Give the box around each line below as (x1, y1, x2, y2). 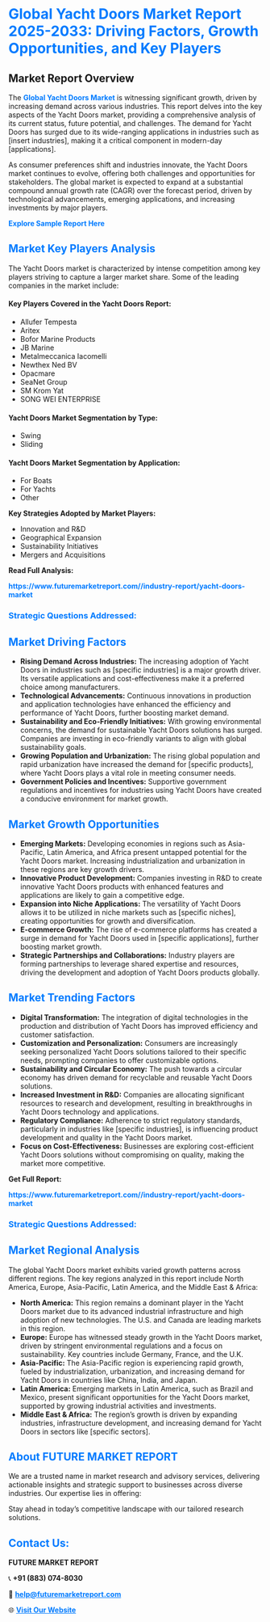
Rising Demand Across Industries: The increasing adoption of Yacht (19, 656, 249, 667)
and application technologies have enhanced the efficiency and (19, 700, 231, 710)
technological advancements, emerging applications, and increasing (8, 195, 235, 204)
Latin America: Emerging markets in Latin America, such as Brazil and (19, 1384, 254, 1393)
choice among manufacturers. (19, 682, 121, 692)
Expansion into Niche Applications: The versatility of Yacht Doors (19, 899, 242, 908)
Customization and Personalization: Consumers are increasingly (19, 1038, 238, 1047)
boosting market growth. (19, 942, 102, 951)
